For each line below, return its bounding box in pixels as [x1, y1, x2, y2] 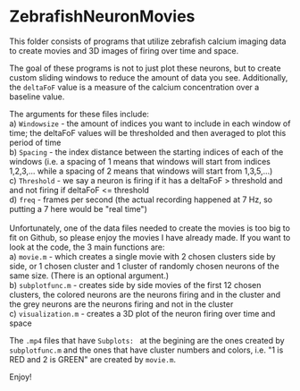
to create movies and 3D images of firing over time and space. [9, 45, 239, 55]
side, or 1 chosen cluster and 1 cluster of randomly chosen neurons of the [9, 260, 279, 271]
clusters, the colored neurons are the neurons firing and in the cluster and [9, 289, 281, 300]
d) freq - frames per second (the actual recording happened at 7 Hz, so [9, 194, 273, 205]
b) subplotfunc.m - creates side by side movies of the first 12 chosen [9, 279, 262, 290]
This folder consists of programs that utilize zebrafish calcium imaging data [9, 36, 287, 47]
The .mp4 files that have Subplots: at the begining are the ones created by [9, 335, 285, 345]
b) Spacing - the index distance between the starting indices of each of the [9, 146, 284, 157]
